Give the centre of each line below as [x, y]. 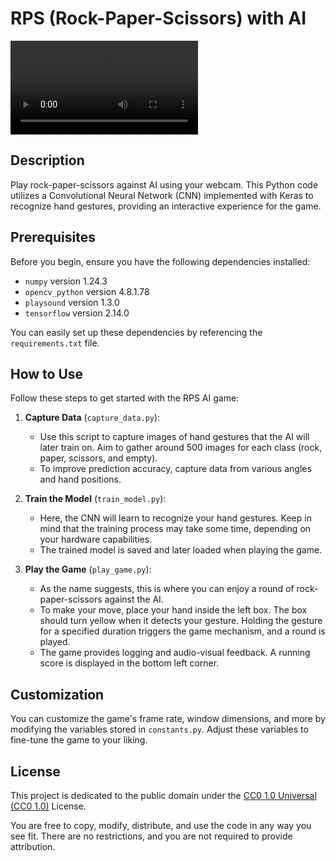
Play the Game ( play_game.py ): [88, 569]
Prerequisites [53, 237]
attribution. [33, 846]
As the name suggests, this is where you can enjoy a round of [167, 589]
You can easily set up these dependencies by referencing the [136, 332]
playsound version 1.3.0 [72, 302]
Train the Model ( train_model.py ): [95, 499]
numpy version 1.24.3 [66, 281]
